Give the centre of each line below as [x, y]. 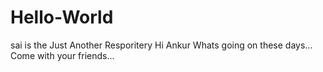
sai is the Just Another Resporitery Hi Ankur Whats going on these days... [161, 45]
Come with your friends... [62, 55]
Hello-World [62, 17]
